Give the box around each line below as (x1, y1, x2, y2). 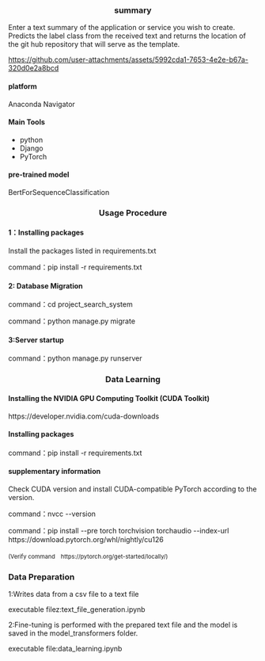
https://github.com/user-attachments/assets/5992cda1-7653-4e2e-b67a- (8, 55, 249, 64)
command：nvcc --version (8, 509, 97, 518)
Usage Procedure (98, 207, 168, 218)
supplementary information (8, 467, 101, 476)
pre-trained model (8, 170, 70, 179)
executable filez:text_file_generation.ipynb (8, 605, 146, 614)
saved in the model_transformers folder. (8, 629, 138, 638)
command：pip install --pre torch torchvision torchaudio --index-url (8, 525, 229, 535)
